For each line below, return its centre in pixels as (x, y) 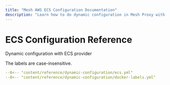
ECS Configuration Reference (69, 40)
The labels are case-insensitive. (39, 63)
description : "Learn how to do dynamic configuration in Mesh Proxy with (85, 15)
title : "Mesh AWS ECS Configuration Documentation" (61, 10)
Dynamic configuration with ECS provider (49, 54)
